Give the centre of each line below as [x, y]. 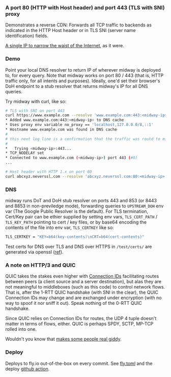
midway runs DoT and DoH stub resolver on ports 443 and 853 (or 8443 [81, 201]
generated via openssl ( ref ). [34, 252]
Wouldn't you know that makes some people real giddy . [63, 339]
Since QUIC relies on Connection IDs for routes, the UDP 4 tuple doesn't [81, 319]
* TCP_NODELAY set [25, 153]
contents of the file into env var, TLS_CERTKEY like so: [60, 228]
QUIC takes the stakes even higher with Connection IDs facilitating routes [82, 276]
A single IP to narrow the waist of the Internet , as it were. [65, 46]
